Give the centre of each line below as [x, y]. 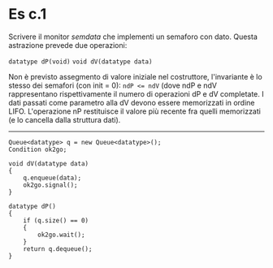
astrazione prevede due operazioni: [68, 45]
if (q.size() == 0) [56, 220]
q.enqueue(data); [52, 178]
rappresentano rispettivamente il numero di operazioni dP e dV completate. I [136, 93]
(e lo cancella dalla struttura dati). [65, 119]
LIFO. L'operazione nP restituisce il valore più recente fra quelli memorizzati [135, 111]
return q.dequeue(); [58, 249]
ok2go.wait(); [61, 235]
